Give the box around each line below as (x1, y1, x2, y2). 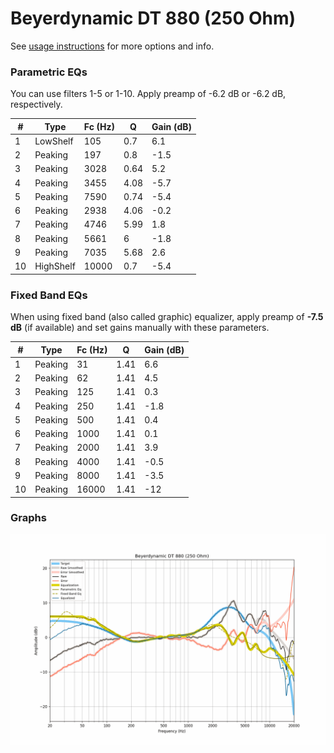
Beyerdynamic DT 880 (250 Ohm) (10, 7, 297, 30)
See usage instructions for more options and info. (10, 40, 215, 52)
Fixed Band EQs (10, 288, 88, 302)
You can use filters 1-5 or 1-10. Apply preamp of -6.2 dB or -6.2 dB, (10, 88, 287, 100)
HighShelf (34, 260, 76, 272)
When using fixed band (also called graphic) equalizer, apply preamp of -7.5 (10, 311, 324, 323)
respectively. (10, 98, 63, 111)
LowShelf (34, 135, 74, 147)
